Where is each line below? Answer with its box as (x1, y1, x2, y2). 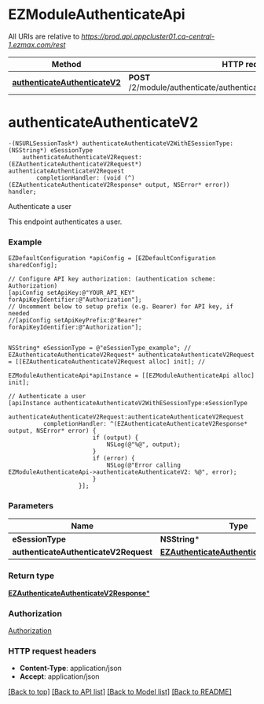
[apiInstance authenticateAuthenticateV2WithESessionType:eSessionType (8, 400, 247, 408)
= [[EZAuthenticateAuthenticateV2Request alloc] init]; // (8, 358, 206, 366)
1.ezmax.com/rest (8, 39, 66, 49)
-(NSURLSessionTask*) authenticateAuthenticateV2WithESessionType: (8, 140, 234, 147)
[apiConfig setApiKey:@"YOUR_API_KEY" (8, 289, 135, 297)
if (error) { (92, 455, 135, 463)
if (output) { (92, 434, 139, 442)
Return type (8, 570, 55, 581)
